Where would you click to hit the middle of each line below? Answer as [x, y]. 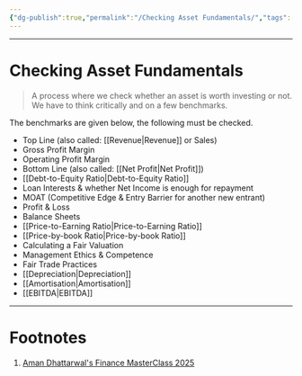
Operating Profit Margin [66, 159]
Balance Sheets [51, 216]
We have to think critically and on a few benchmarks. [129, 105]
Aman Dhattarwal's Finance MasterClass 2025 [108, 363]
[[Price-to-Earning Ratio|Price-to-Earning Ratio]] [112, 226]
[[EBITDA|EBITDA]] [58, 292]
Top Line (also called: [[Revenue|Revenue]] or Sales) [120, 139]
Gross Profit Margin [58, 149]
